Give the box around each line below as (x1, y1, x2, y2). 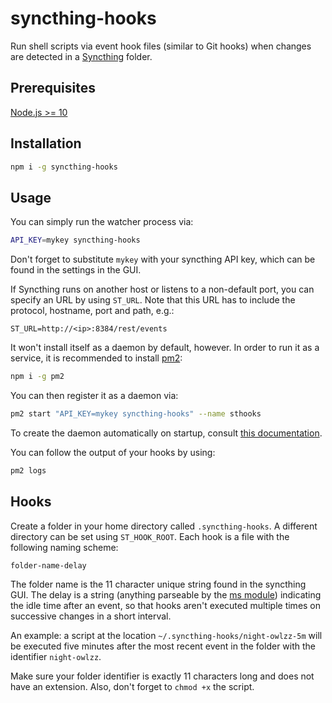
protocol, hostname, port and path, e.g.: (10, 305, 175, 317)
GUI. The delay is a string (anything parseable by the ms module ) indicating (10, 588, 322, 601)
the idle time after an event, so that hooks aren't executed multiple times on (10, 599, 322, 611)
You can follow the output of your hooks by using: (10, 446, 216, 458)
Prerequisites (10, 80, 96, 97)
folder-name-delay (10, 560, 87, 571)
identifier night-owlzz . (10, 650, 102, 662)
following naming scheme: (10, 541, 119, 553)
